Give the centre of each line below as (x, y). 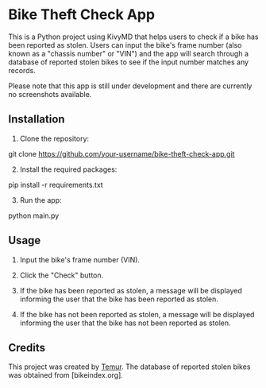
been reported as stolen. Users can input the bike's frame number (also (125, 45)
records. (22, 70)
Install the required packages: (68, 169)
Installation (37, 120)
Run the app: (40, 200)
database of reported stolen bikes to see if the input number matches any (128, 62)
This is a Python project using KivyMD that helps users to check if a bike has (133, 37)
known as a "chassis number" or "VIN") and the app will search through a (128, 53)
